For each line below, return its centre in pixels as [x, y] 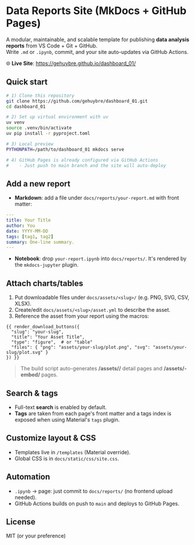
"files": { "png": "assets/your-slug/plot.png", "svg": [81, 348]
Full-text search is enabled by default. [61, 407]
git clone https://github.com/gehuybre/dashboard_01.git [77, 101]
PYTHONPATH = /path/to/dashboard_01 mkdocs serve [65, 149]
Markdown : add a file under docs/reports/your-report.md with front [97, 198]
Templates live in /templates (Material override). [72, 452]
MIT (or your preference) [36, 536]
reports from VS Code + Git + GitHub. [52, 46]
